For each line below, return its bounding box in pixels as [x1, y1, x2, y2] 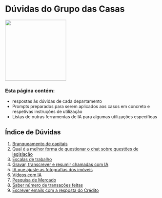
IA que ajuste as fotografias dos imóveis [12, 167, 93, 173]
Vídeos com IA [12, 172, 42, 178]
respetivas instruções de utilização [12, 108, 82, 115]
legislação [12, 151, 33, 157]
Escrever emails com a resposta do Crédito [12, 187, 99, 193]
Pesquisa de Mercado [12, 177, 57, 183]
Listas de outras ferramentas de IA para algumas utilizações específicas [12, 114, 158, 120]
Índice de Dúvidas [5, 128, 61, 136]
